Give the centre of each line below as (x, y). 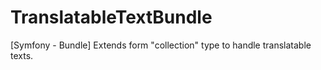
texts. (22, 55)
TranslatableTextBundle (111, 17)
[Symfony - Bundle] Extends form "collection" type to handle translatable (161, 45)
